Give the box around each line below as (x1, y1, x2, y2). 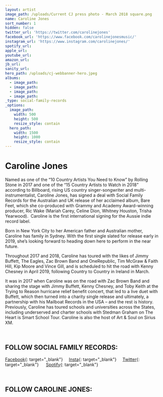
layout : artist (5, 7, 36, 12)
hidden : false (5, 25, 34, 30)
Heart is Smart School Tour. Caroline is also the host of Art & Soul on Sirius (5, 314, 156, 320)
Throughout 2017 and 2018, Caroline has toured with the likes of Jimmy (5, 253, 149, 259)
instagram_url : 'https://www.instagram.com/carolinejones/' (5, 39, 131, 44)
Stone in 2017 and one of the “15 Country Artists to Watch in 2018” (5, 182, 139, 188)
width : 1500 (14, 130, 38, 135)
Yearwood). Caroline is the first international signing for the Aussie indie (5, 213, 151, 219)
